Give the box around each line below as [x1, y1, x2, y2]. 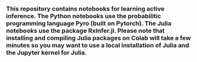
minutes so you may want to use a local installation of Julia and [6, 41, 189, 49]
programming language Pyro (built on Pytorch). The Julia [6, 19, 172, 27]
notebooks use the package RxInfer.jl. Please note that [6, 26, 165, 35]
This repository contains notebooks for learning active [6, 5, 165, 13]
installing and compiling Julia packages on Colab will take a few [6, 34, 191, 42]
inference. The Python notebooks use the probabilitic [6, 12, 161, 20]
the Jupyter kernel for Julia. [6, 49, 87, 57]
